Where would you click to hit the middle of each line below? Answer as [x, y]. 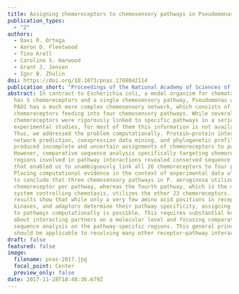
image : [17, 253]
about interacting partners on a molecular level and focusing [109, 220]
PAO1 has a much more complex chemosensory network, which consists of [122, 107]
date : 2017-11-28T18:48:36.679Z [55, 279]
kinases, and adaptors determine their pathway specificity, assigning [122, 207]
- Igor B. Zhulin [39, 73]
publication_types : [36, 21]
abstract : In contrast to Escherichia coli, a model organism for [108, 93]
